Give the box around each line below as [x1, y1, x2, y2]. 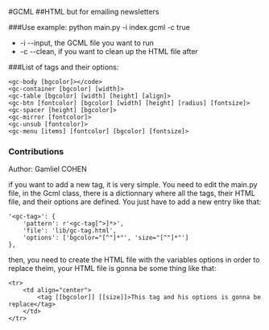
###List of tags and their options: [8, 62, 119, 72]
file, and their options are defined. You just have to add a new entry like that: [8, 197, 262, 207]
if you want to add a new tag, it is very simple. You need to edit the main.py [8, 180, 258, 190]
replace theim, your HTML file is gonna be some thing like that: [8, 264, 217, 274]
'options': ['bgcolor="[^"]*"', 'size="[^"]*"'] [23, 234, 189, 242]
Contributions [8, 145, 64, 157]
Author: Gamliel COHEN [8, 165, 87, 174]
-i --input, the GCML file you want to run [19, 38, 155, 48]
